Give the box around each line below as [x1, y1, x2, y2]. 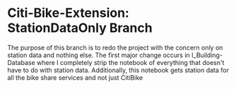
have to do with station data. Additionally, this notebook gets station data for [7, 66, 230, 74]
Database [7, 58, 35, 66]
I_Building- [191, 51, 223, 59]
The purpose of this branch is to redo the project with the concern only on [7, 43, 223, 52]
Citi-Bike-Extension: [7, 5, 129, 21]
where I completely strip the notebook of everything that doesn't [36, 58, 225, 66]
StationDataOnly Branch [7, 20, 153, 36]
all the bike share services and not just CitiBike [7, 73, 143, 82]
